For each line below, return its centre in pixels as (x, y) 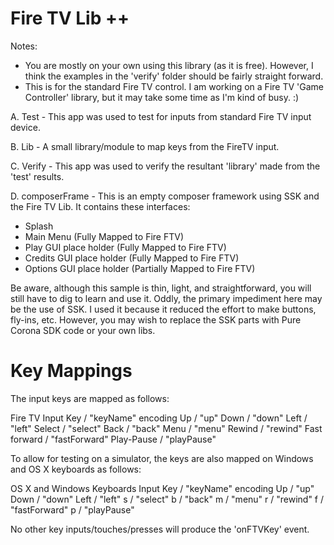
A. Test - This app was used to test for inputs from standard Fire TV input (161, 116)
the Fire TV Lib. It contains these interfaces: (100, 206)
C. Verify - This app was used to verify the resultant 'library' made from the (165, 166)
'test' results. (37, 176)
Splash (39, 226)
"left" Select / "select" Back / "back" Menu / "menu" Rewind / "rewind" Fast (166, 428)
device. (25, 127)
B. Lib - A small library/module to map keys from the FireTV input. (145, 146)
